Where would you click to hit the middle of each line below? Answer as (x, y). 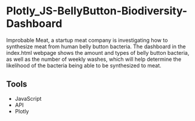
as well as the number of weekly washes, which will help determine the (94, 59)
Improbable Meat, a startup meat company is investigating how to (87, 40)
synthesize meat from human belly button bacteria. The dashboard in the (96, 46)
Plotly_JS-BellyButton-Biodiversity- (97, 11)
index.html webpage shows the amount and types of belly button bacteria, (98, 52)
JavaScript (28, 98)
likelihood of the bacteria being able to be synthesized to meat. (84, 65)
